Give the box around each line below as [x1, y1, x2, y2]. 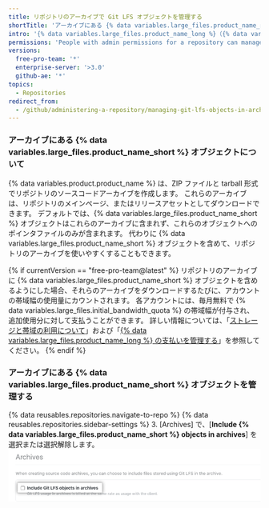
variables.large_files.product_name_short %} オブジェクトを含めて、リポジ [8, 238, 256, 248]
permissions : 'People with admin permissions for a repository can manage [8, 38, 263, 46]
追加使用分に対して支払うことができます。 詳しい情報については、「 [8, 315, 231, 325]
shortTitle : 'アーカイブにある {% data [8, 21, 131, 30]
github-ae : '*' [15, 72, 66, 80]
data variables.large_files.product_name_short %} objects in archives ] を [8, 429, 258, 439]
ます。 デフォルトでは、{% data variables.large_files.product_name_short [14, 208, 258, 218]
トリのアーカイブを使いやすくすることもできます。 [8, 248, 176, 258]
